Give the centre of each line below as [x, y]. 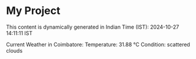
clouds [14, 50]
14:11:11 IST [19, 33]
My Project [33, 11]
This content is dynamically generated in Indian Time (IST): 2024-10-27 [93, 27]
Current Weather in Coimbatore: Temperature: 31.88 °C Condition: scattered [98, 44]
